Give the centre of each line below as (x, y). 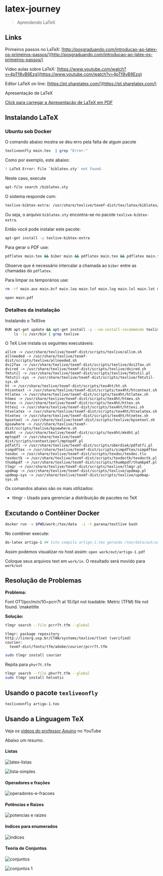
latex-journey (33, 9)
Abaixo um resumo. (24, 740)
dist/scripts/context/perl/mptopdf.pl (44, 441)
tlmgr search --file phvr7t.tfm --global (48, 673)
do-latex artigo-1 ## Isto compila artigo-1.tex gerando (64, 543)
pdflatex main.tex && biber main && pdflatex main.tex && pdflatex (75, 256)
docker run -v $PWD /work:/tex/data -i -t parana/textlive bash (71, 524)
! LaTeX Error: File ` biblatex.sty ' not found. (54, 169)
